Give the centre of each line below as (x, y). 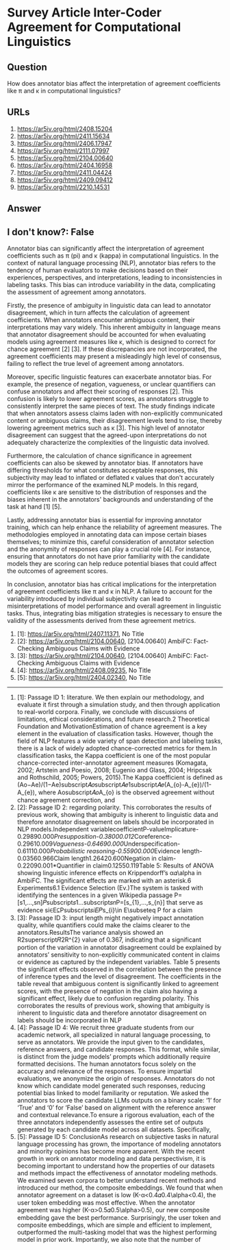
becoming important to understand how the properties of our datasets (116, 1166)
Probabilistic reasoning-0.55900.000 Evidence (115, 851)
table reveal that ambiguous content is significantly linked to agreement (118, 984)
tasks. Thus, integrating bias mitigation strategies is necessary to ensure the (115, 613)
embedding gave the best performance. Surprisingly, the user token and (119, 1218)
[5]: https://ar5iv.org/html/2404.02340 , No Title (84, 678)
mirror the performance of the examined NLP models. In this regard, (103, 485)
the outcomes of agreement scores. (57, 571)
